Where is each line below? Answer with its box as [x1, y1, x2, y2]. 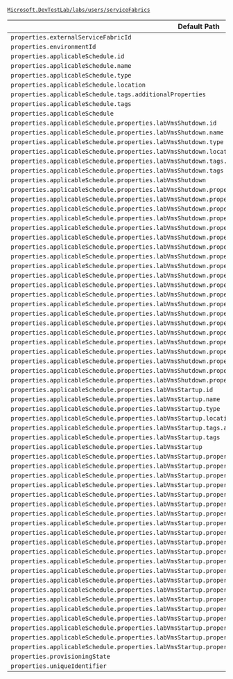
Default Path [178, 21, 220, 31]
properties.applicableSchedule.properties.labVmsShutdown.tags [10, 167, 224, 175]
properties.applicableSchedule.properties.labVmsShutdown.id [10, 119, 217, 127]
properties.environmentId [10, 43, 96, 51]
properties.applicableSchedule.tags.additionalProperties [10, 91, 207, 98]
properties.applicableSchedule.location [10, 81, 146, 89]
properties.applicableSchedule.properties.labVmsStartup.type [10, 405, 221, 412]
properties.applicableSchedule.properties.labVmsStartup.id [10, 386, 214, 394]
